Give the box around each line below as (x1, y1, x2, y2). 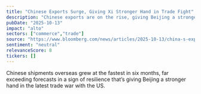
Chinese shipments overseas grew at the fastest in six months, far (6, 69, 169, 76)
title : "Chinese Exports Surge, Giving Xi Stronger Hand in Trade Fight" (6, 8, 194, 15)
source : (6, 36, 26, 42)
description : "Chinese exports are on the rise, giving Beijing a (6, 14, 175, 20)
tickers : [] (6, 53, 36, 59)
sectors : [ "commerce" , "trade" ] (6, 31, 84, 37)
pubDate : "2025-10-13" (6, 20, 63, 26)
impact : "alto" (6, 25, 44, 32)
